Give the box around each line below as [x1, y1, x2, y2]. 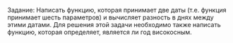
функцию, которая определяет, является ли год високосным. [7, 28, 192, 36]
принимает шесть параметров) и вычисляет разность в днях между [7, 13, 214, 21]
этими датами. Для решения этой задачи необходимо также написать [7, 21, 221, 28]
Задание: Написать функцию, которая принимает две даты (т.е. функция [7, 6, 227, 14]
